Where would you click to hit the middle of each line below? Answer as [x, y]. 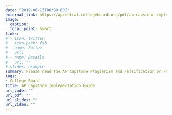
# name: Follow [24, 48]
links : [12, 34]
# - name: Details [25, 57]
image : [12, 19]
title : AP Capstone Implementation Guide [50, 85]
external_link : [21, 15]
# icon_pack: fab [26, 43]
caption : [19, 24]
